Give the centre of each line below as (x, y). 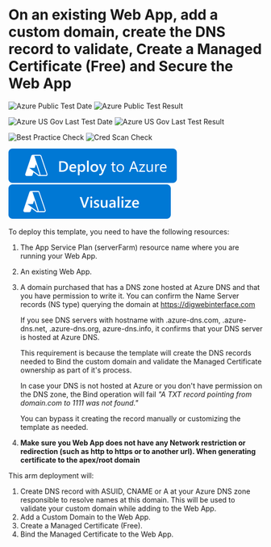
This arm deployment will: (51, 475)
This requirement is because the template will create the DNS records (135, 352)
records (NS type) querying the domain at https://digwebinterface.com (138, 304)
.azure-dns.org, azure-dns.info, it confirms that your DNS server (156, 328)
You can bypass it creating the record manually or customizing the (130, 419)
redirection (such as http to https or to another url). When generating (138, 451)
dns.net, (34, 328)
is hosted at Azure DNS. (60, 337)
